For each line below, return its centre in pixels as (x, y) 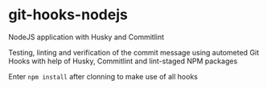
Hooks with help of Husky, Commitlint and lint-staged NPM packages (123, 61)
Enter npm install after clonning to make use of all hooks (103, 76)
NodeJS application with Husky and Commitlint (86, 37)
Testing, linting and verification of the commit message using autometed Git (134, 52)
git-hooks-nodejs (68, 15)
